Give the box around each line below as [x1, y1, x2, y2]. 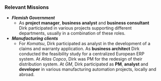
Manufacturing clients [11, 35, 58, 41]
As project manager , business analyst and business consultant [18, 20, 149, 26]
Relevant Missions [4, 4, 49, 11]
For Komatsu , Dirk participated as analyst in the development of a [18, 41, 150, 47]
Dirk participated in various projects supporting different [18, 25, 132, 31]
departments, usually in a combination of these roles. [18, 31, 126, 36]
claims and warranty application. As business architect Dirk [18, 46, 140, 52]
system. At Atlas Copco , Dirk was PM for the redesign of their [18, 56, 143, 62]
